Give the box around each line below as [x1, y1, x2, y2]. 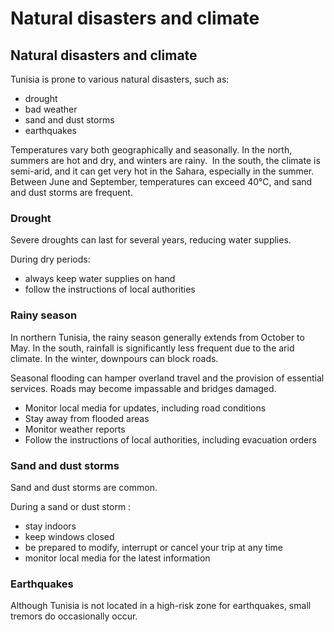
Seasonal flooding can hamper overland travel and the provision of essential [10, 372, 325, 384]
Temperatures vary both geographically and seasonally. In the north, [10, 144, 293, 156]
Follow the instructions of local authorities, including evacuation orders [24, 433, 317, 446]
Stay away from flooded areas [24, 412, 150, 424]
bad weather [24, 103, 78, 115]
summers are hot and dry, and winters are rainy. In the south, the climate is [10, 155, 321, 166]
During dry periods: [10, 253, 91, 266]
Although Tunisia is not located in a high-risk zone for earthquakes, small [10, 600, 312, 612]
